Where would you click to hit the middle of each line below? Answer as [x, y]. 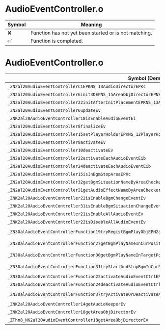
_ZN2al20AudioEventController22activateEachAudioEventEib [77, 158]
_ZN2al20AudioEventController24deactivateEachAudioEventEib [79, 166]
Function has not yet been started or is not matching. [91, 33]
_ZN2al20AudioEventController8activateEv [57, 142]
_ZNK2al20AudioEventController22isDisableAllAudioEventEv [77, 222]
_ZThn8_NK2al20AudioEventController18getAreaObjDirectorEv [78, 320]
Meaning [91, 25]
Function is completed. [57, 41]
